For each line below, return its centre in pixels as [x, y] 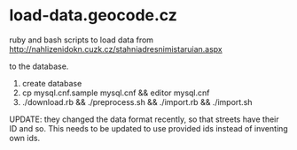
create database [52, 83]
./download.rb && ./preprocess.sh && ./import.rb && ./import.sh [137, 101]
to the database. [39, 66]
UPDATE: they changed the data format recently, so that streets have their [144, 119]
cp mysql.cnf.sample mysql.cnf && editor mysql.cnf [116, 93]
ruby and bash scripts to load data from [81, 40]
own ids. [25, 138]
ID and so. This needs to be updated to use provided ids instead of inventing [148, 128]
